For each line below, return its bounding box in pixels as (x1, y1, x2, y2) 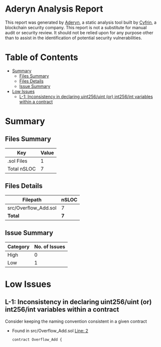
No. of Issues (34, 243, 65, 250)
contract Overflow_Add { (12, 337, 62, 342)
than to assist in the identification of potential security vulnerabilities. (5, 35, 142, 41)
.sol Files (7, 158, 28, 164)
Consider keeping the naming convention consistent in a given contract (5, 318, 147, 324)
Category (7, 243, 30, 250)
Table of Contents (5, 52, 78, 63)
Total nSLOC (7, 165, 36, 172)
